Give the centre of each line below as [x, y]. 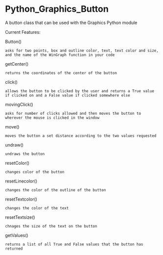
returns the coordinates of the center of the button [61, 73]
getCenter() [17, 64]
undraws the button [25, 154]
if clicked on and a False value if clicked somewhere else [68, 95]
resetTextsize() [20, 217]
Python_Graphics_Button [57, 9]
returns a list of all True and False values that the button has [74, 244]
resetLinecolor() [21, 181]
